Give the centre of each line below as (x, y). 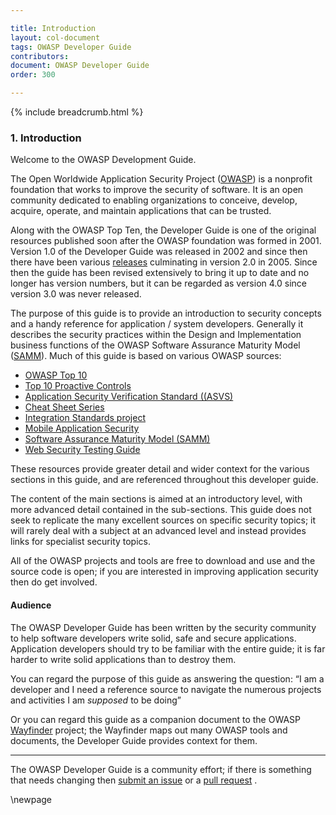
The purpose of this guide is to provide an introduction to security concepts (166, 313)
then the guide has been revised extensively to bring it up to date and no (160, 273)
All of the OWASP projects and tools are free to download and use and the (163, 561)
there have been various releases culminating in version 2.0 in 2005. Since (164, 262)
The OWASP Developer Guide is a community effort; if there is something (161, 769)
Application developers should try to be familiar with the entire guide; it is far (168, 648)
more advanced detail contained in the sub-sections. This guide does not (161, 510)
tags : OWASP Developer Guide (71, 47)
